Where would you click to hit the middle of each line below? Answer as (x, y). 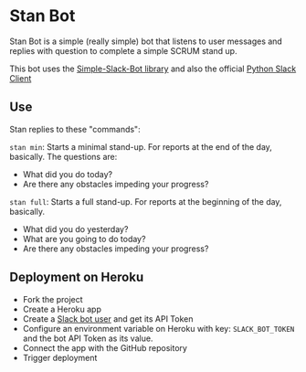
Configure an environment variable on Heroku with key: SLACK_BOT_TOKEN (158, 328)
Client (21, 78)
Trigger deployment (60, 357)
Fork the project (53, 299)
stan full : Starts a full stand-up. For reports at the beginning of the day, (146, 201)
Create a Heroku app (62, 309)
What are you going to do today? (84, 239)
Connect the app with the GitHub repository (105, 347)
